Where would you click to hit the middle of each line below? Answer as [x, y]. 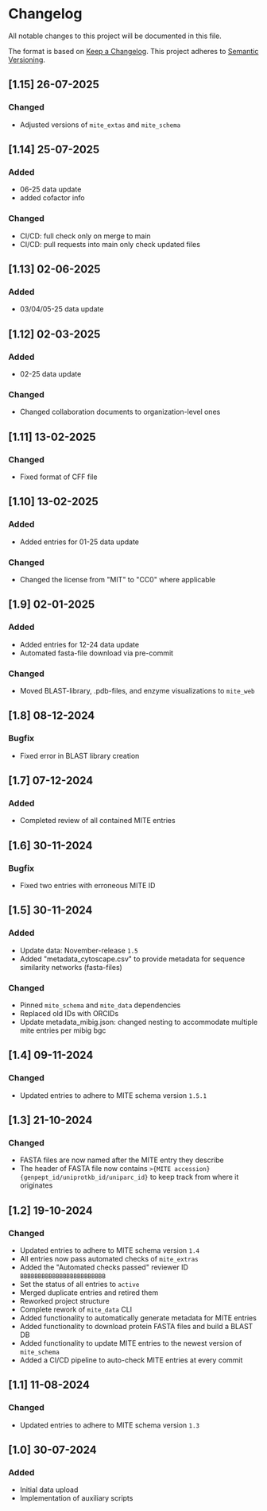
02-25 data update [50, 373]
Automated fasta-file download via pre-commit [96, 653]
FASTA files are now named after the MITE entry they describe [122, 1160]
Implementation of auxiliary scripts [76, 1498]
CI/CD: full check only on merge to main [85, 236]
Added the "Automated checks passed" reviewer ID [104, 1267]
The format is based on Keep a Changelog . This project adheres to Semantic [133, 51]
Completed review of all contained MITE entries [98, 821]
